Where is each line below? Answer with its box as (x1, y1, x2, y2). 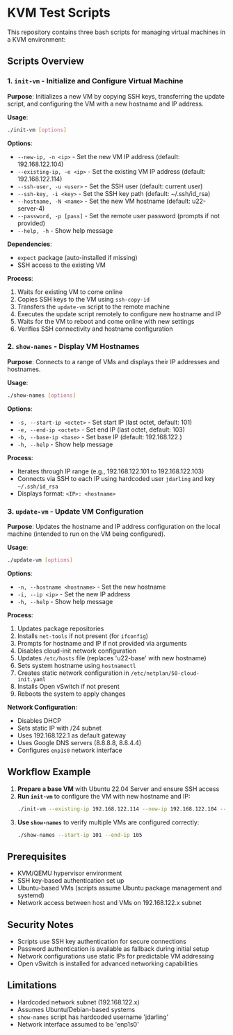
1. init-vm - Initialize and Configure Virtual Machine (7, 76, 184, 86)
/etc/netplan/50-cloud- (131, 669, 200, 677)
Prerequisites (7, 850, 67, 863)
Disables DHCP (17, 716, 61, 724)
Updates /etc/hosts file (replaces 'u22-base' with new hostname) (17, 653, 207, 662)
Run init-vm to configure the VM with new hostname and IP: (17, 792, 191, 800)
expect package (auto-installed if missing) (17, 253, 138, 261)
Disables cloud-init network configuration (17, 646, 137, 655)
